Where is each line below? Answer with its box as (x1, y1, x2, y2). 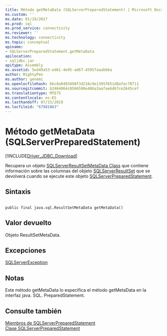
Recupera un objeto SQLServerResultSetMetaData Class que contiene (5, 162, 149, 168)
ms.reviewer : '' (5, 30, 39, 35)
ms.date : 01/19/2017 (5, 16, 48, 21)
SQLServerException (5, 259, 48, 265)
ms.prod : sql (5, 21, 32, 26)
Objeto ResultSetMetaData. (5, 232, 61, 238)
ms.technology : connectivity (5, 35, 66, 40)
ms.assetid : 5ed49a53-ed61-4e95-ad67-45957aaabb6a (5, 68, 112, 73)
